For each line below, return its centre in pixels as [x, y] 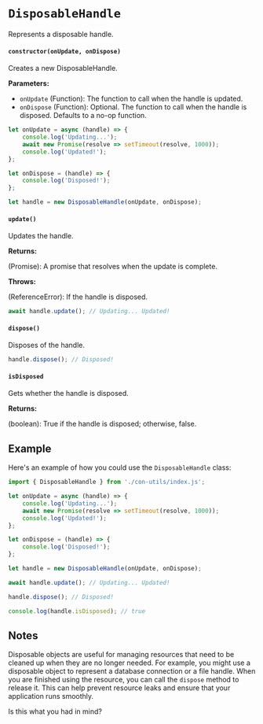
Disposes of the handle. [46, 345]
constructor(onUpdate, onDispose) [65, 51]
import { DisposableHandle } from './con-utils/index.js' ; [107, 482]
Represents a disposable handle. [61, 34]
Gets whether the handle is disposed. [69, 393]
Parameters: [29, 83]
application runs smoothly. [51, 696]
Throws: [22, 282]
